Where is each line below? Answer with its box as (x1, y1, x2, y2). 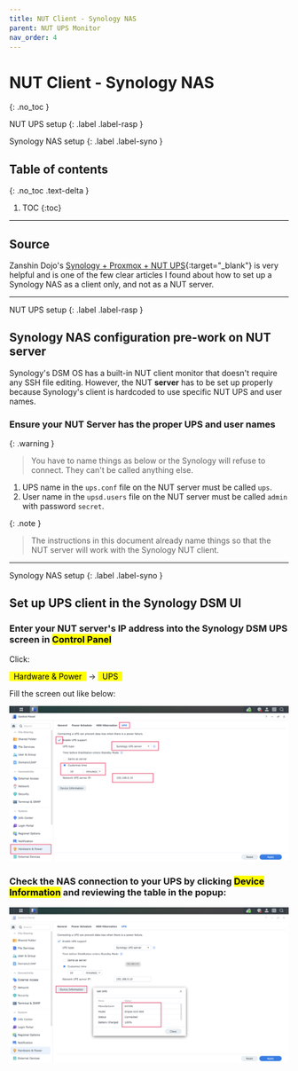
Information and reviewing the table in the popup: (9, 886, 227, 899)
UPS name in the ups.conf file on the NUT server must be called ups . (21, 482, 273, 492)
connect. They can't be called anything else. (30, 465, 193, 476)
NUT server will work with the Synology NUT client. (30, 545, 220, 555)
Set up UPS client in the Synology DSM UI (9, 595, 242, 611)
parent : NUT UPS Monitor (9, 23, 101, 33)
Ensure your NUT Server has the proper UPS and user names (9, 418, 276, 430)
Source (9, 236, 51, 252)
